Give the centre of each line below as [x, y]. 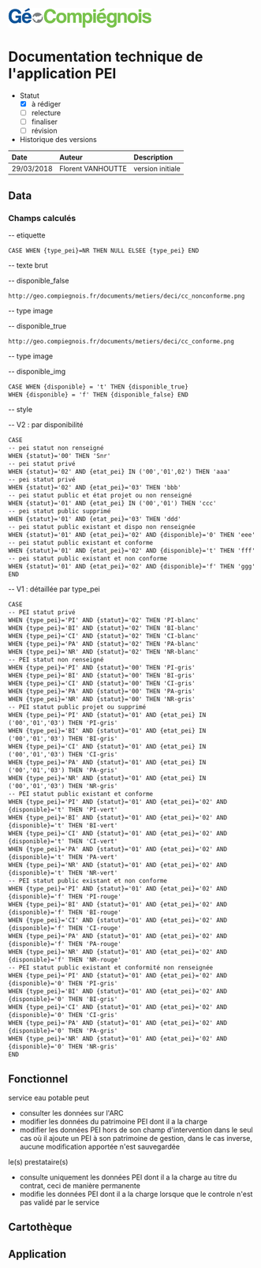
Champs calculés [42, 218]
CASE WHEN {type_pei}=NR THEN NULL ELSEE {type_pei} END [104, 251]
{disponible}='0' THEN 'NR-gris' [63, 1047]
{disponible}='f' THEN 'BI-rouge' [65, 913]
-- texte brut [28, 265]
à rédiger [46, 103]
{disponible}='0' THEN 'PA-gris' [63, 1031]
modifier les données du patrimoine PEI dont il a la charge [113, 1121]
